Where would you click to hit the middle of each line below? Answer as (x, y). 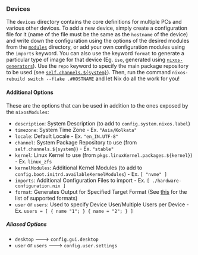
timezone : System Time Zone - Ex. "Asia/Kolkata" (76, 130)
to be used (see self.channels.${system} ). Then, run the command (89, 73)
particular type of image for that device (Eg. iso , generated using (86, 60)
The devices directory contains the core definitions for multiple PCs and (94, 22)
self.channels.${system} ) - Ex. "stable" (64, 149)
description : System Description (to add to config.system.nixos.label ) (102, 123)
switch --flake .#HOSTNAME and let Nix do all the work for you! (104, 78)
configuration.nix (37, 186)
